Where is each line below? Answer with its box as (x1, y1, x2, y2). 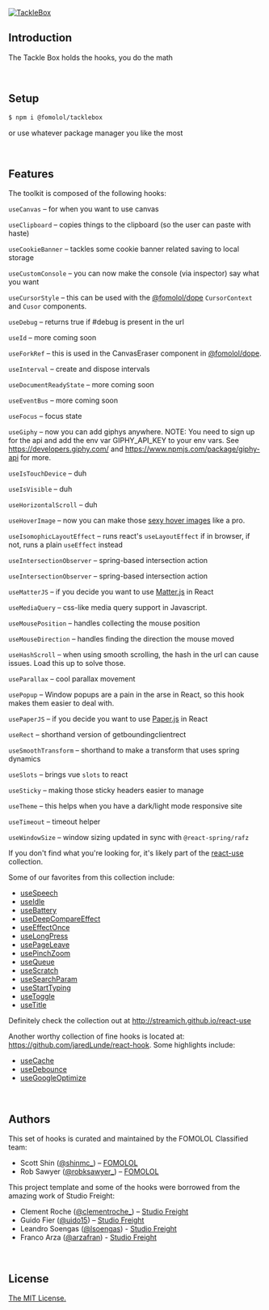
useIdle (19, 897, 45, 907)
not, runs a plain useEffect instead (8, 540, 124, 550)
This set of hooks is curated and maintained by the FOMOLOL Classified (8, 1134, 249, 1144)
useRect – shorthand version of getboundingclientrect (8, 730, 187, 740)
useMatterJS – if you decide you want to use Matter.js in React (8, 587, 214, 597)
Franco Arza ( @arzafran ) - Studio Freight (19, 1232, 158, 1243)
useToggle (19, 992, 55, 1001)
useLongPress (19, 932, 69, 941)
